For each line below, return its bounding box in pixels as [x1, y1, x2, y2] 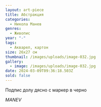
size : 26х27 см [5, 49, 37, 55]
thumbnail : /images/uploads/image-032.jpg [5, 54, 96, 60]
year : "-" [5, 36, 26, 41]
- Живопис [10, 31, 30, 36]
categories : [5, 17, 30, 22]
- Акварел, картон [10, 45, 49, 50]
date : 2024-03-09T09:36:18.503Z [5, 69, 73, 74]
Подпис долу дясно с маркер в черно [5, 87, 87, 93]
